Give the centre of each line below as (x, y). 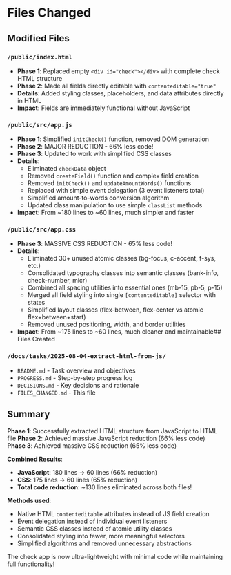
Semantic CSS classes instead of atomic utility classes (94, 528)
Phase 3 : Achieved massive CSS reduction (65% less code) (92, 445)
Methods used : (29, 500)
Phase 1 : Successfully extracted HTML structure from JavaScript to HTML (112, 431)
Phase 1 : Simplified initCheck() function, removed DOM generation (113, 139)
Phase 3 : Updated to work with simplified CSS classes (94, 154)
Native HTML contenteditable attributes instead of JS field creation (113, 513)
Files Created (36, 339)
